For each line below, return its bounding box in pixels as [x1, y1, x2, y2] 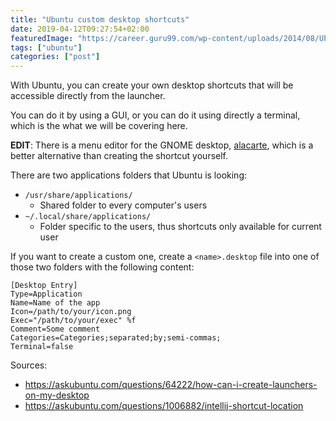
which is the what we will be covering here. [10, 120, 188, 132]
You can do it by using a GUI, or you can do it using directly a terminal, [10, 109, 301, 121]
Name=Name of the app [10, 298, 101, 308]
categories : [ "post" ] [10, 52, 101, 62]
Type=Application [10, 289, 83, 300]
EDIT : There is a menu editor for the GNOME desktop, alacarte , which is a [10, 139, 314, 151]
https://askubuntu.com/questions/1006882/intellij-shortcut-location [24, 400, 304, 412]
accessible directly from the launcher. [10, 90, 166, 102]
